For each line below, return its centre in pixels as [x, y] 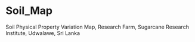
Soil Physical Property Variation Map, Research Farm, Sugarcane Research [97, 27]
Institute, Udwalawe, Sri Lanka [43, 33]
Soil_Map [29, 11]
